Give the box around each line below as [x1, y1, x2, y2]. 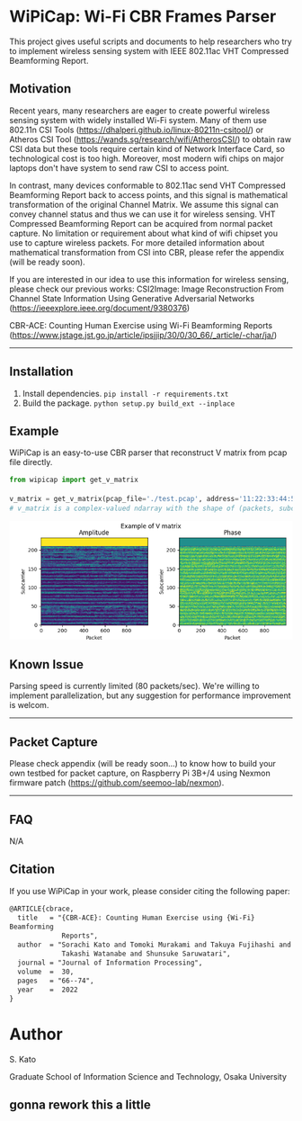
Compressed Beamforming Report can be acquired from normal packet [9, 218, 273, 229]
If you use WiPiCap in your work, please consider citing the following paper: [9, 885, 290, 896]
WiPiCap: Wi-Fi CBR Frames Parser [9, 6, 277, 27]
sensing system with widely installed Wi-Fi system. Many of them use [9, 114, 268, 125]
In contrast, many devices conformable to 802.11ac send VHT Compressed [9, 180, 286, 191]
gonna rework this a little [9, 1098, 151, 1113]
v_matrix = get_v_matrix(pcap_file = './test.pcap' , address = [9, 495, 240, 504]
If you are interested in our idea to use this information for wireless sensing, [9, 274, 289, 284]
